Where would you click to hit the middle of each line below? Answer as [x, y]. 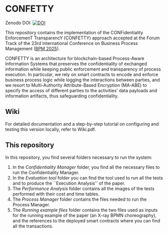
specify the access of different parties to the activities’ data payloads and [81, 90]
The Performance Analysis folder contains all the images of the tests [83, 188]
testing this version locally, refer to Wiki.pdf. [51, 129]
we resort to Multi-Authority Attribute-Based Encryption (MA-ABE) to [76, 85]
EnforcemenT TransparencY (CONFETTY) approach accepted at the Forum [82, 38]
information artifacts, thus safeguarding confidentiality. [62, 96]
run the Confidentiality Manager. [46, 172]
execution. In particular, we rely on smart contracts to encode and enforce [82, 74]
